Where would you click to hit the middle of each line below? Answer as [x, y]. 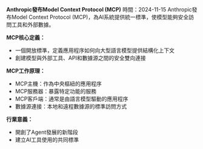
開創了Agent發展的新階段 [47, 132]
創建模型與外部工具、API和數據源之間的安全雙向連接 [81, 58]
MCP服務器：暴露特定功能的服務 [56, 91]
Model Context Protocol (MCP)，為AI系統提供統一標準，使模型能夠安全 [100, 17]
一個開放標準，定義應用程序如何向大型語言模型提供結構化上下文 [95, 50]
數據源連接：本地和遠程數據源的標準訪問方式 [71, 106]
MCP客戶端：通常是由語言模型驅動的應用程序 [72, 99]
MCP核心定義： [26, 38]
